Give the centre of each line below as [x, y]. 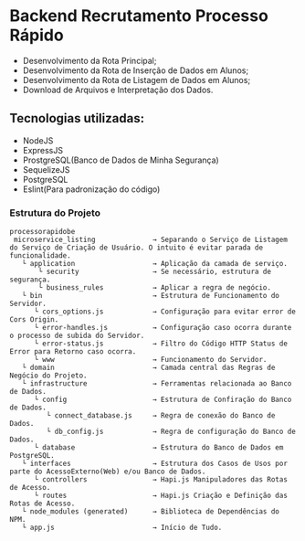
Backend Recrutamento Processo [139, 16]
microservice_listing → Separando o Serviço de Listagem [150, 240]
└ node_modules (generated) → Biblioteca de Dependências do [151, 512]
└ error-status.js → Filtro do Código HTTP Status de [160, 344]
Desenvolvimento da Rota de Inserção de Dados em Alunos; [136, 70]
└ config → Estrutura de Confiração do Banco [163, 400]
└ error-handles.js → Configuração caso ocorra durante [163, 328]
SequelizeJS [46, 169]
